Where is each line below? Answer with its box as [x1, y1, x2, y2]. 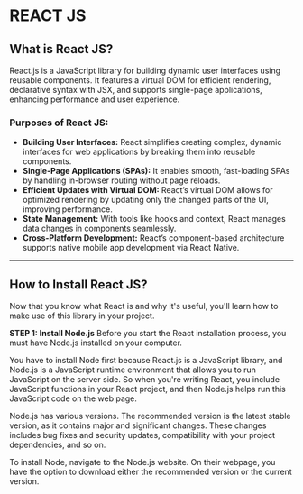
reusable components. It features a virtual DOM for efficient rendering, [9, 75, 271, 86]
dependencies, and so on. [9, 439, 106, 451]
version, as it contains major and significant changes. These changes [9, 420, 267, 431]
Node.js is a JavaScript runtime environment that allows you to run [9, 364, 257, 375]
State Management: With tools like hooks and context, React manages [22, 214, 286, 224]
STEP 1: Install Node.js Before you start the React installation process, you [9, 328, 287, 339]
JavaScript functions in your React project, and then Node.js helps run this [9, 384, 286, 395]
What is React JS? [9, 41, 114, 57]
